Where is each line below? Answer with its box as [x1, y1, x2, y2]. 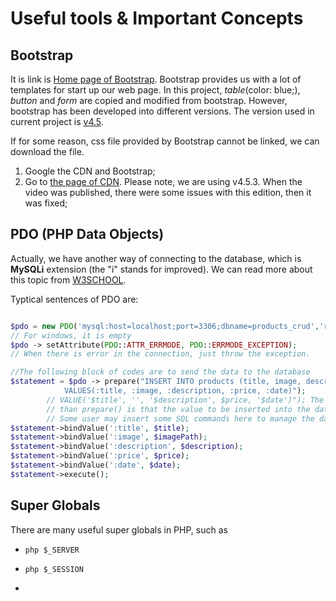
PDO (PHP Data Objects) [10, 226, 165, 243]
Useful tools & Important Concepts [10, 7, 304, 30]
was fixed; [24, 197, 68, 209]
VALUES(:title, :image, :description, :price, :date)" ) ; [63, 386, 307, 396]
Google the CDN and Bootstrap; [24, 165, 156, 177]
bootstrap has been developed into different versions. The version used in [10, 105, 315, 117]
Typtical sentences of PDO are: [10, 293, 139, 305]
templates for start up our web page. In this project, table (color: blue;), [10, 84, 301, 96]
